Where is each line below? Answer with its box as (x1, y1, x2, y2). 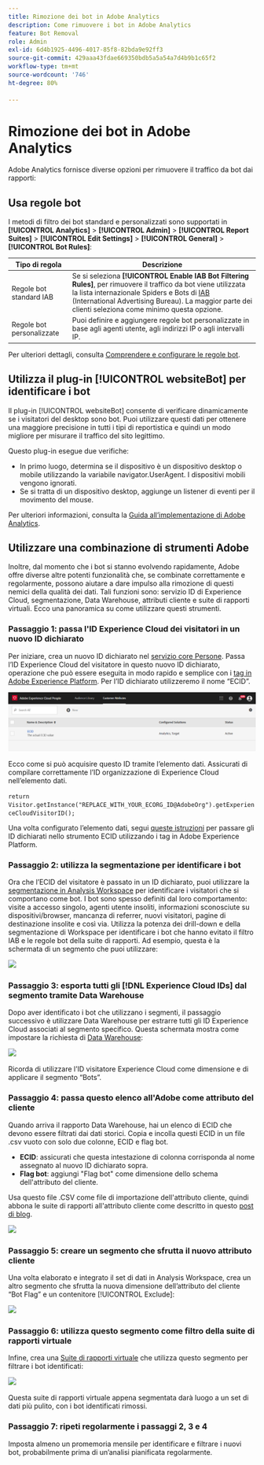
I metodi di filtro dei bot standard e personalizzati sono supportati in (8, 217, 228, 227)
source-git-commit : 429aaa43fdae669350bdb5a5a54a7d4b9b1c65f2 (8, 54, 216, 62)
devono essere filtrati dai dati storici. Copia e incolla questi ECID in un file (8, 1128, 245, 1138)
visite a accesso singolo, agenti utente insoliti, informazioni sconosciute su (8, 902, 250, 912)
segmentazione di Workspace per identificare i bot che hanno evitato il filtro (8, 927, 254, 937)
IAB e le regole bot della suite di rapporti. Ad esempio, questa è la (8, 936, 220, 945)
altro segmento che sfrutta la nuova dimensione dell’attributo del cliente (8, 1282, 240, 1291)
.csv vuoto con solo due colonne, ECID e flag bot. (8, 1137, 169, 1146)
